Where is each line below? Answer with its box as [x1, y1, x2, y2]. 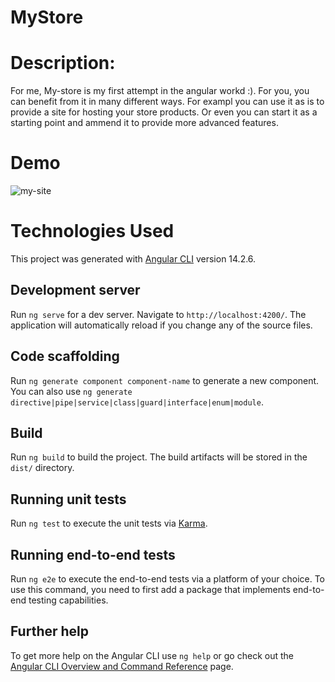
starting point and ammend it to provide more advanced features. [10, 117, 279, 129]
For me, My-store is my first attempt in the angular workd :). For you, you [10, 85, 310, 97]
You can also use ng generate [10, 385, 133, 397]
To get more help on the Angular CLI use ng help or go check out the [10, 649, 294, 661]
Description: [10, 52, 116, 75]
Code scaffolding [10, 348, 120, 365]
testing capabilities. [28, 594, 109, 606]
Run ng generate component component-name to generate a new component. [10, 374, 320, 386]
